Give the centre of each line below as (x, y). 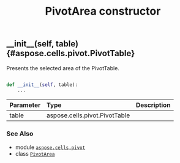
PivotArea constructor (103, 11)
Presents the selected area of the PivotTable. (63, 68)
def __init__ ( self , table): (42, 85)
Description (153, 105)
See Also (20, 134)
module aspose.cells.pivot (50, 147)
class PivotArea (35, 153)
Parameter (25, 105)
